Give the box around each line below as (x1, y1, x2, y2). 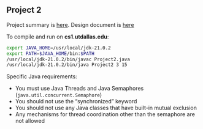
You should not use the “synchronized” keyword (15, 98, 137, 105)
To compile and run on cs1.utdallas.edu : (6, 33, 109, 40)
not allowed (15, 117, 45, 125)
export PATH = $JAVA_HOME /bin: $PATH (6, 50, 95, 57)
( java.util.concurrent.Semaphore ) (15, 91, 102, 98)
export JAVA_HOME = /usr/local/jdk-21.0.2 (6, 45, 112, 51)
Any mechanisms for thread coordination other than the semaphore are (15, 111, 195, 118)
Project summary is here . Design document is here (6, 21, 134, 28)
